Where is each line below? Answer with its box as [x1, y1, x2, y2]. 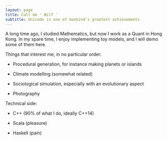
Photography [12, 91, 40, 97]
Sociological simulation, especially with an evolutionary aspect [12, 81, 144, 87]
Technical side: [5, 100, 37, 107]
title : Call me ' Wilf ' [5, 12, 58, 17]
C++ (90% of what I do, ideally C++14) [12, 110, 94, 117]
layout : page [5, 7, 33, 13]
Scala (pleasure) [12, 120, 47, 126]
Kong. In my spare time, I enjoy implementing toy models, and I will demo [5, 36, 158, 42]
